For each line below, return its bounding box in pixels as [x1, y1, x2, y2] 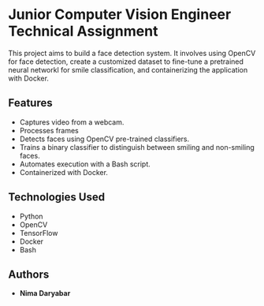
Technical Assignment [8, 22, 158, 40]
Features [8, 96, 53, 110]
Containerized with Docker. [19, 167, 109, 177]
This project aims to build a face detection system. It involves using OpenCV [8, 48, 256, 58]
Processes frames [19, 125, 79, 135]
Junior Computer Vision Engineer [8, 6, 232, 24]
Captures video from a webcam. [19, 117, 125, 127]
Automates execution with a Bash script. [19, 159, 151, 169]
